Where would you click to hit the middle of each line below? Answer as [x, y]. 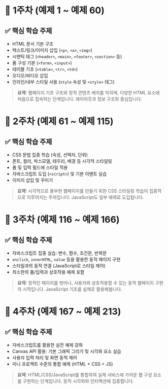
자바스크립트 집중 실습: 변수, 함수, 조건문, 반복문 [59, 253]
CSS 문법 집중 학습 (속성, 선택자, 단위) [50, 155]
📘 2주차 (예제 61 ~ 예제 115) [59, 121]
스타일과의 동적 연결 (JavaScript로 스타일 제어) [59, 266]
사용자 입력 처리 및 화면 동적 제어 [44, 358]
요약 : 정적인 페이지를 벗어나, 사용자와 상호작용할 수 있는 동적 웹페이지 [86, 283]
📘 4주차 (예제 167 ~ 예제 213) [63, 312]
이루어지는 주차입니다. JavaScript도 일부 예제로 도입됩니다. [85, 197]
